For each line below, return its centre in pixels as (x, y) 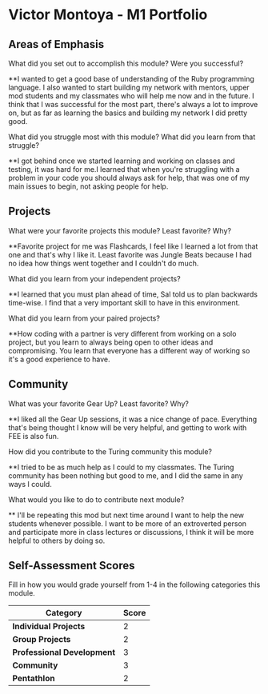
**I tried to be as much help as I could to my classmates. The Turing (121, 467)
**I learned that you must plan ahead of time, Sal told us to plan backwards (133, 294)
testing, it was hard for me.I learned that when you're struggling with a (124, 169)
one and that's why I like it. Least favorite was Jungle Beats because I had (130, 254)
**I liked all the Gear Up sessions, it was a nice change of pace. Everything (133, 419)
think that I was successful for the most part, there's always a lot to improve (133, 104)
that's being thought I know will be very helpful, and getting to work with (128, 427)
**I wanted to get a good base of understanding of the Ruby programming (131, 79)
